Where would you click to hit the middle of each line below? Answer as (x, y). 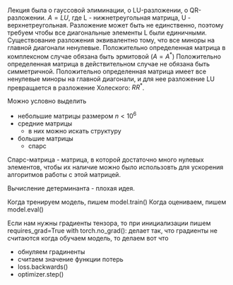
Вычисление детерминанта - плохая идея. (71, 188)
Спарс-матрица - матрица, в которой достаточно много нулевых (106, 159)
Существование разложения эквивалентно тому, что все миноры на (111, 40)
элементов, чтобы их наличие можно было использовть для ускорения (115, 167)
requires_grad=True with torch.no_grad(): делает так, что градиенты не (112, 230)
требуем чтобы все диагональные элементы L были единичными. (107, 32)
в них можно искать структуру (74, 131)
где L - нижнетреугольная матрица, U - (131, 18)
